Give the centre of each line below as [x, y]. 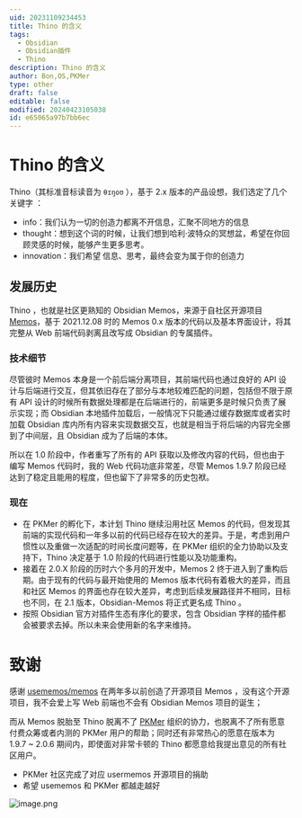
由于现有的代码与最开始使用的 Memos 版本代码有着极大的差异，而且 [164, 580]
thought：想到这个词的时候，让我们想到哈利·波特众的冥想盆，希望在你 [152, 234]
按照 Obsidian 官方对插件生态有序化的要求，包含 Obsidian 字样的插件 [150, 614]
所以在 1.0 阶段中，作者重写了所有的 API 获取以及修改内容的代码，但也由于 [147, 455]
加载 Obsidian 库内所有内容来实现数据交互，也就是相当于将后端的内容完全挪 [150, 424]
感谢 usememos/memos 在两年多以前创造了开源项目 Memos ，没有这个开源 [150, 691]
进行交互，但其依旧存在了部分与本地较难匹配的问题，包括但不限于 [162, 391]
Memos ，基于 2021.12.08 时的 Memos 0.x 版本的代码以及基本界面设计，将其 [151, 321]
